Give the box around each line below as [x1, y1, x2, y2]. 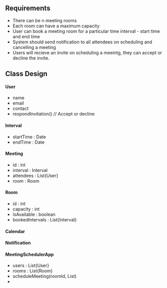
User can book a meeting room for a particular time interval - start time [12, 28, 160, 34]
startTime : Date [12, 134, 46, 140]
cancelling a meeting [12, 44, 57, 50]
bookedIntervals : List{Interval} [12, 217, 77, 223]
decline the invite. [12, 55, 49, 61]
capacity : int [12, 206, 40, 212]
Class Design [5, 70, 48, 78]
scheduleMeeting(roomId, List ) [12, 273, 77, 279]
